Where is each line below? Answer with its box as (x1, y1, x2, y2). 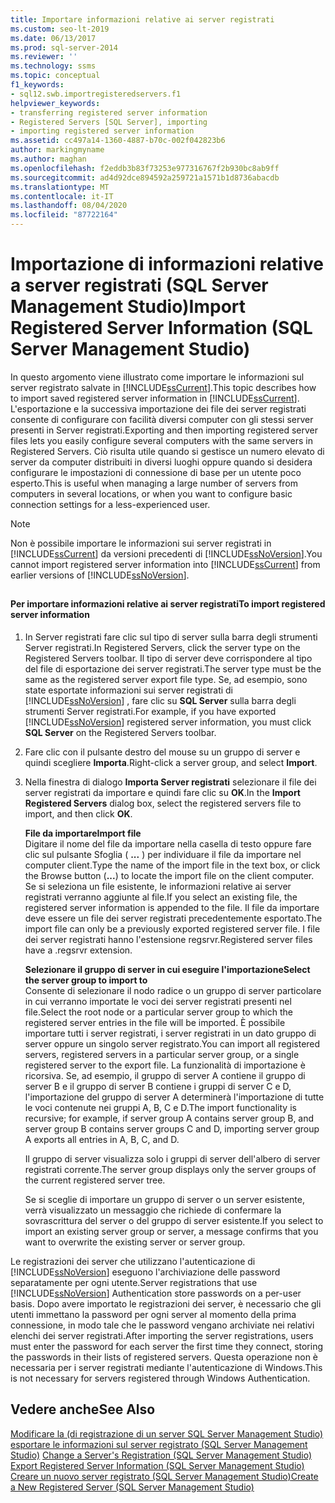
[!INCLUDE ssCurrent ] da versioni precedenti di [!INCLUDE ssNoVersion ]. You (10, 547, 323, 560)
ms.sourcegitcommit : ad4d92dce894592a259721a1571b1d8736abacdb (10, 172, 280, 183)
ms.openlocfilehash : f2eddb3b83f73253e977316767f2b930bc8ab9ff (10, 163, 280, 173)
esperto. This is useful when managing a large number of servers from (10, 477, 299, 489)
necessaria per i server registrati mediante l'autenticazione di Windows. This (10, 1361, 323, 1373)
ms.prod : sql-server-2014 (10, 42, 118, 53)
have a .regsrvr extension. (24, 944, 133, 956)
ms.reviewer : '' (10, 52, 78, 62)
